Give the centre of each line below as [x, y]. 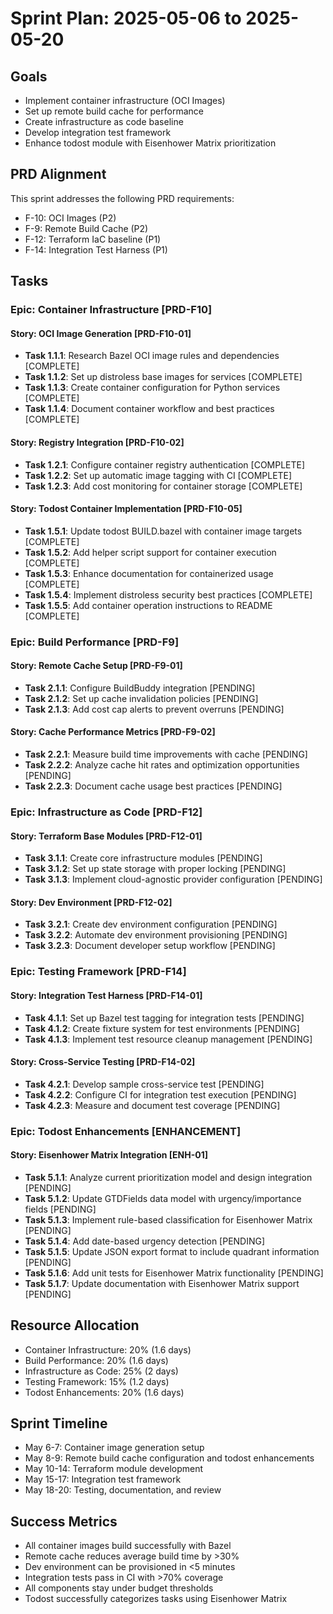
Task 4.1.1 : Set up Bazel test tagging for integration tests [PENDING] [164, 1018]
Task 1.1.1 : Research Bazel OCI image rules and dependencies [152, 356]
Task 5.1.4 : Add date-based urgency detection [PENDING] [145, 1241]
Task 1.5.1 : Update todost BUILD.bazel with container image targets [163, 531]
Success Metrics [64, 1521]
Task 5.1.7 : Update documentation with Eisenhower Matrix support [162, 1283]
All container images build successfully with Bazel [128, 1546]
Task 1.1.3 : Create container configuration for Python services [152, 388]
